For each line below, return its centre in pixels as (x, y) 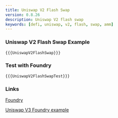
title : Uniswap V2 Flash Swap (38, 10)
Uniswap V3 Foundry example (37, 110)
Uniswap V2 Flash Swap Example (48, 42)
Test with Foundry (28, 65)
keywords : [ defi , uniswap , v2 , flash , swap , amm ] (60, 24)
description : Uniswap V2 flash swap (44, 19)
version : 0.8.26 (23, 15)
